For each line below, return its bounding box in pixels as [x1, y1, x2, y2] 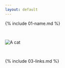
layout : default [5, 7, 38, 12]
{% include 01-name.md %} [5, 20, 61, 26]
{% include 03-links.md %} [5, 58, 60, 64]
